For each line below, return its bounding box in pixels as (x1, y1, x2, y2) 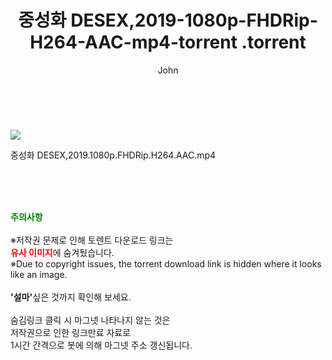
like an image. (10, 268, 68, 280)
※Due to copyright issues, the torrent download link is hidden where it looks (10, 257, 322, 270)
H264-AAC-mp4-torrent (29, 31, 238, 54)
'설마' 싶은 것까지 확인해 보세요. (10, 291, 132, 303)
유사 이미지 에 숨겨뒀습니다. (10, 246, 115, 258)
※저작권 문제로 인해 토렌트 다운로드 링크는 (10, 234, 174, 246)
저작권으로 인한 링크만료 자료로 (10, 326, 132, 338)
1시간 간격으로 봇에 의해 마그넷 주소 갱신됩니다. (10, 339, 193, 351)
